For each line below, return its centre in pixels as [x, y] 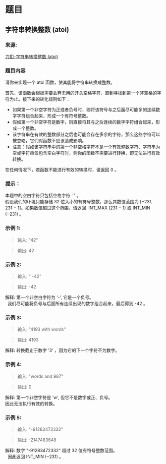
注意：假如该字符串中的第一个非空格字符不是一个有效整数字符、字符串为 [86, 147]
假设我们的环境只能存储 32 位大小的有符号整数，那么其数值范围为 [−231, [79, 202]
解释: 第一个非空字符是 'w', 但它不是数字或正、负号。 [59, 397]
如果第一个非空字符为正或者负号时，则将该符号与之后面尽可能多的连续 [84, 110]
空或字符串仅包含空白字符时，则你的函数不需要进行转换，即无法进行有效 [86, 153]
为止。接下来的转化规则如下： [40, 99]
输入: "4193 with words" [41, 329]
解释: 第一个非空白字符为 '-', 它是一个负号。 [50, 297]
